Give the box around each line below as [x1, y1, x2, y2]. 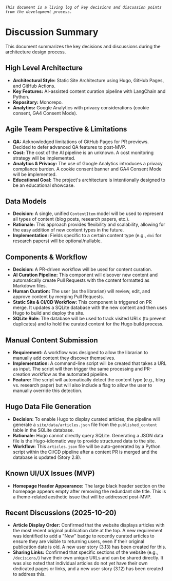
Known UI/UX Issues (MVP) [5, 469, 95, 478]
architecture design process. [5, 49, 66, 55]
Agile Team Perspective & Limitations [5, 125, 127, 133]
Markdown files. [12, 283, 47, 289]
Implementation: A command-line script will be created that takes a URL [12, 360, 167, 366]
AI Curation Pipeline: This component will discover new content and [12, 272, 158, 278]
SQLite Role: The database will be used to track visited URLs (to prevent [12, 316, 166, 322]
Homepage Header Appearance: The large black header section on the [12, 482, 165, 489]
